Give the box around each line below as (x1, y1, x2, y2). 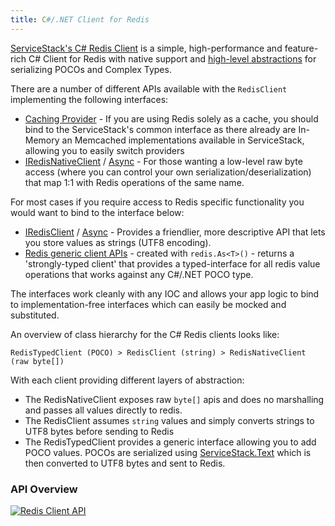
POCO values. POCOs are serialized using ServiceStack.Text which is (24, 446, 312, 458)
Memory (24, 134, 60, 146)
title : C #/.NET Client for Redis (10, 14, 150, 25)
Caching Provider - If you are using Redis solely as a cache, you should (24, 112, 319, 125)
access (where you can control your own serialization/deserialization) (24, 166, 312, 178)
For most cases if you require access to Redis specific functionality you (10, 196, 305, 208)
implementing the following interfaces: (10, 93, 169, 105)
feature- (284, 42, 319, 54)
